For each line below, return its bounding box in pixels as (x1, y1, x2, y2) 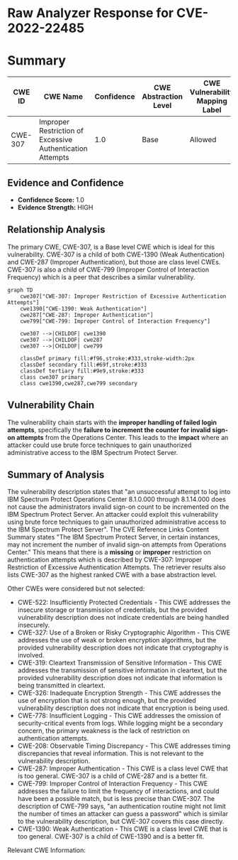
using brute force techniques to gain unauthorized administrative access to (7, 517, 227, 527)
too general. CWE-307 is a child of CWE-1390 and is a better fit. (17, 832, 205, 841)
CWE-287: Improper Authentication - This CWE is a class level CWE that (17, 764, 228, 773)
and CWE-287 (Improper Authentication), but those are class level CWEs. (7, 257, 221, 266)
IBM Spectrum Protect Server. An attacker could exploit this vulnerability (7, 510, 218, 519)
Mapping (196, 96, 228, 106)
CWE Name (43, 92, 84, 102)
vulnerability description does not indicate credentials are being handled (17, 613, 229, 622)
